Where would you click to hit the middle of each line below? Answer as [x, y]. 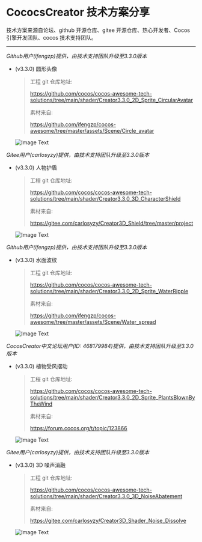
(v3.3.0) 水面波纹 [36, 260]
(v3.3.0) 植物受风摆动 [41, 366]
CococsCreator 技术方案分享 [78, 12]
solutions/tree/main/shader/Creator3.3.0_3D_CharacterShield [105, 198]
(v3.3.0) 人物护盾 [36, 167]
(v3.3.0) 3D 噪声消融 [40, 465]
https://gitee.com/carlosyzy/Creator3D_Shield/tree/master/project [112, 223]
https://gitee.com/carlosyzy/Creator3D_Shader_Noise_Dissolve [108, 520]
